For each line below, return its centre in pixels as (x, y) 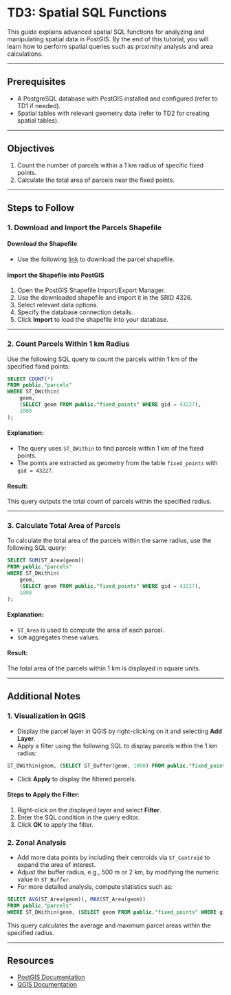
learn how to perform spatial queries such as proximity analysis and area (110, 46)
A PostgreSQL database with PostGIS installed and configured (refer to (117, 99)
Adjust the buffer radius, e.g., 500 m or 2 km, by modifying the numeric (118, 872)
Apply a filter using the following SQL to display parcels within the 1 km (117, 746)
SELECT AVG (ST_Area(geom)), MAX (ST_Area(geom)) (77, 899)
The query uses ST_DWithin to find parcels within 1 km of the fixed (110, 448)
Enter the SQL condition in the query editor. (78, 817)
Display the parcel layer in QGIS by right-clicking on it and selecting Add (119, 731)
